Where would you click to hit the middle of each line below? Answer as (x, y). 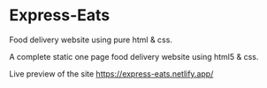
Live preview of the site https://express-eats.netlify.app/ (111, 73)
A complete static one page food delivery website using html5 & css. (134, 56)
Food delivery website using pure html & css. (91, 40)
